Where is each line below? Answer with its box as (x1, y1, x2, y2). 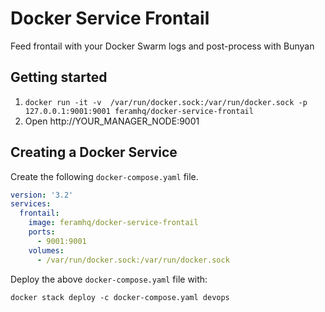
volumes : (28, 245, 65, 256)
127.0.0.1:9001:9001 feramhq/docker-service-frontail (24, 106, 254, 116)
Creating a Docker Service (10, 144, 178, 161)
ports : (28, 227, 56, 237)
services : (10, 199, 52, 209)
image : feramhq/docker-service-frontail (28, 218, 199, 228)
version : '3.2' (10, 190, 74, 200)
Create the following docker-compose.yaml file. (10, 170, 199, 182)
